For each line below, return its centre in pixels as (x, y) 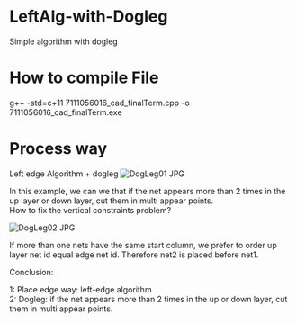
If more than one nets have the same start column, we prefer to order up (143, 245)
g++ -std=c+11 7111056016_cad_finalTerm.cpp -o (100, 103)
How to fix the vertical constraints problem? (90, 210)
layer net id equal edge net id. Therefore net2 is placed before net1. (134, 255)
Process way (58, 149)
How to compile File (84, 78)
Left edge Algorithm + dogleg (64, 174)
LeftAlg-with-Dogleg (89, 17)
